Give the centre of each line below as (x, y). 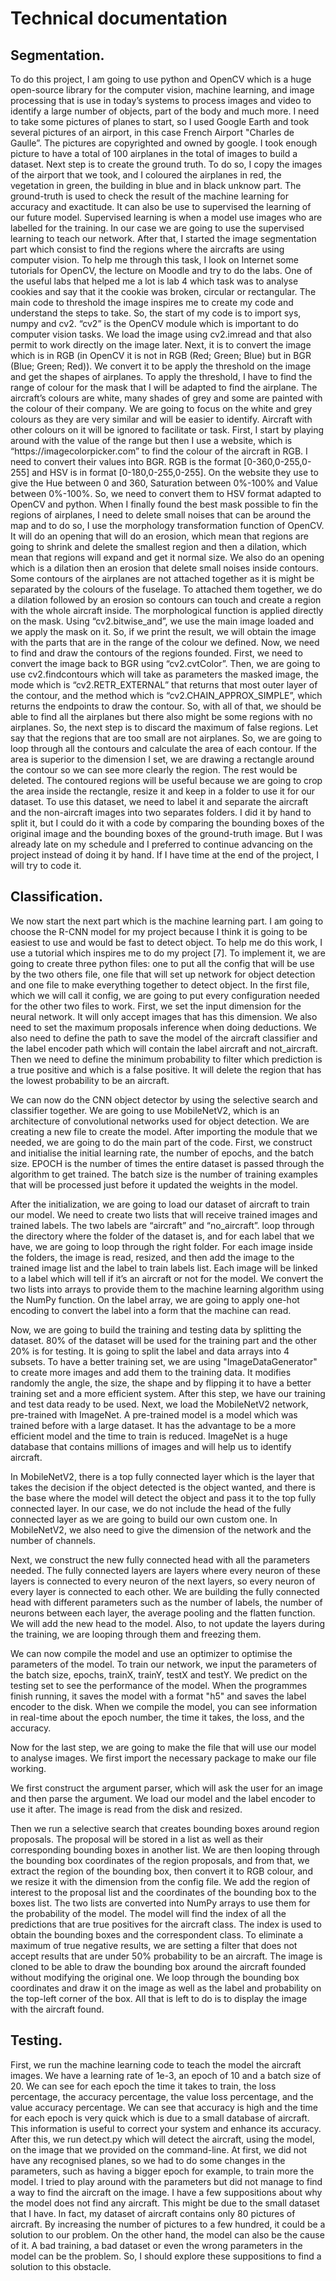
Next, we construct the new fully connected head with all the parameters (160, 1559)
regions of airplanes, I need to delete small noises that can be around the (161, 515)
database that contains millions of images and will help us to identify (151, 1446)
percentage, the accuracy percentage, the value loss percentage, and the (162, 2096)
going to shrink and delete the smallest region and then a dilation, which (158, 546)
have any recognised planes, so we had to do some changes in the (148, 2160)
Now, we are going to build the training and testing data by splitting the (156, 1329)
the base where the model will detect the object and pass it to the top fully (163, 1498)
